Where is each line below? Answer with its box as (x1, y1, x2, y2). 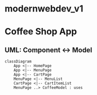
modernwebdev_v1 (4, 3, 84, 14)
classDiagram (4, 59, 32, 64)
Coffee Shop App (4, 26, 77, 37)
